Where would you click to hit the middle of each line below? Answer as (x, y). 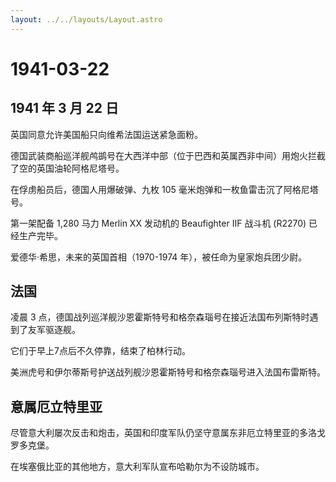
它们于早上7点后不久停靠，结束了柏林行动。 (100, 351)
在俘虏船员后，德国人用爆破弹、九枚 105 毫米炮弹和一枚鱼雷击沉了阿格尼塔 (164, 189)
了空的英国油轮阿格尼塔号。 (67, 168)
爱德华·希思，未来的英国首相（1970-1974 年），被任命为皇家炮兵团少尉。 (159, 257)
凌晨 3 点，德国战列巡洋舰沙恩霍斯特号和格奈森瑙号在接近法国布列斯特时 (160, 317)
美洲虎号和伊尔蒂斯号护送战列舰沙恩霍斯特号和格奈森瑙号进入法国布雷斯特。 (168, 372)
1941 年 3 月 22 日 (65, 108)
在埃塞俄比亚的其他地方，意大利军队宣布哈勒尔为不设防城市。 (137, 467)
